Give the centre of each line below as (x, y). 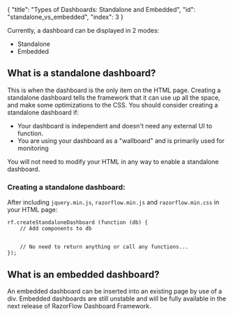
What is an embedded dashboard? (83, 274)
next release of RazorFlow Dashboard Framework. (79, 306)
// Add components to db (56, 229)
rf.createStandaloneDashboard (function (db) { (78, 223)
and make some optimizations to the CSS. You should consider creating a (113, 105)
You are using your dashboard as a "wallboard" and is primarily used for (121, 140)
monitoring (33, 148)
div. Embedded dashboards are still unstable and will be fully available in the (117, 299)
